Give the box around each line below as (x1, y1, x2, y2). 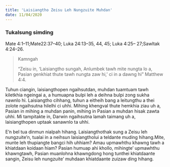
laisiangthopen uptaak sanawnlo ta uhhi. (5, 119, 90, 125)
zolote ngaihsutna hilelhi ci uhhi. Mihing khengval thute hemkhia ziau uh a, (5, 102, 161, 108)
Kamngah (17, 55, 38, 62)
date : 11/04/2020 (5, 12, 42, 17)
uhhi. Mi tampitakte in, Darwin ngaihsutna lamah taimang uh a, (5, 113, 136, 120)
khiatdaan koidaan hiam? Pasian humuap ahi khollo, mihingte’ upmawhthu (5, 145, 160, 151)
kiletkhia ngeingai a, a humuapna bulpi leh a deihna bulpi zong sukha (5, 92, 150, 98)
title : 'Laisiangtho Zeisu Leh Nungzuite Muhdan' (5, 7, 113, 13)
